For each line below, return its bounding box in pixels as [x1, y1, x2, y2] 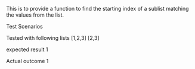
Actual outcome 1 [6, 58, 49, 64]
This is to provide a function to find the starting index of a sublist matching [6, 5, 189, 12]
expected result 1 [6, 46, 49, 53]
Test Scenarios [6, 23, 43, 30]
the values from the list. [6, 11, 64, 18]
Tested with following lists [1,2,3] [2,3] [6, 34, 100, 41]
